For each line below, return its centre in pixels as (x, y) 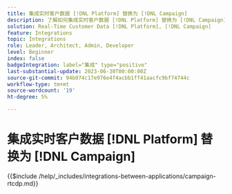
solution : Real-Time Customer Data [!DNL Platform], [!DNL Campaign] (109, 26)
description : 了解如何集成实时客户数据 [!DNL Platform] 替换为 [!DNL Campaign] (117, 20)
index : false (26, 59)
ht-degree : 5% (28, 97)
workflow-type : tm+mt (38, 84)
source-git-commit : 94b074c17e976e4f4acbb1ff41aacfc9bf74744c (98, 78)
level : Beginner (30, 52)
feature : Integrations (40, 33)
